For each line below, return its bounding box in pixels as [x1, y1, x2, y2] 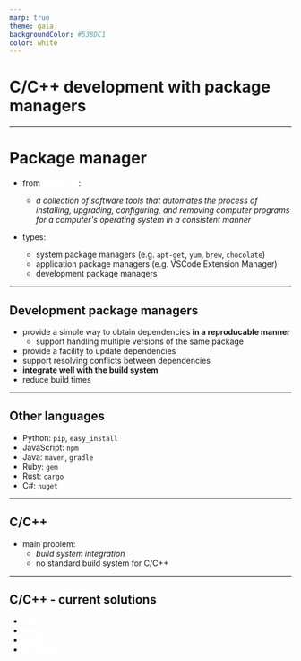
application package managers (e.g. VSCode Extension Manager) [35, 259, 278, 269]
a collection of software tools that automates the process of [35, 195, 258, 207]
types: [21, 232, 47, 242]
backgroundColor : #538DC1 [9, 30, 106, 39]
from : [21, 178, 82, 189]
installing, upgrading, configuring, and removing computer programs [35, 205, 290, 216]
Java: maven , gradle [21, 451, 94, 463]
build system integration [35, 548, 125, 559]
